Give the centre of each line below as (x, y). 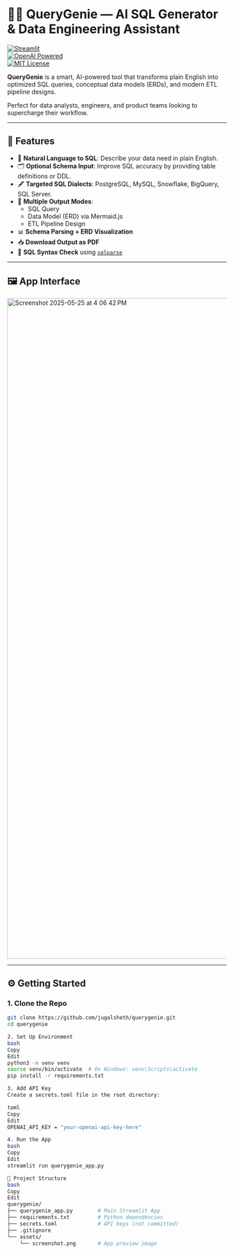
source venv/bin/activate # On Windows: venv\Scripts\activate (102, 1069)
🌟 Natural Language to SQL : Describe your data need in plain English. (117, 158)
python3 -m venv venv (39, 1063)
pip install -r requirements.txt (56, 1076)
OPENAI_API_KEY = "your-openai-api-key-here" (74, 1127)
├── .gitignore (29, 1230)
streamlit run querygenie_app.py (56, 1166)
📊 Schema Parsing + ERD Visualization (75, 231)
